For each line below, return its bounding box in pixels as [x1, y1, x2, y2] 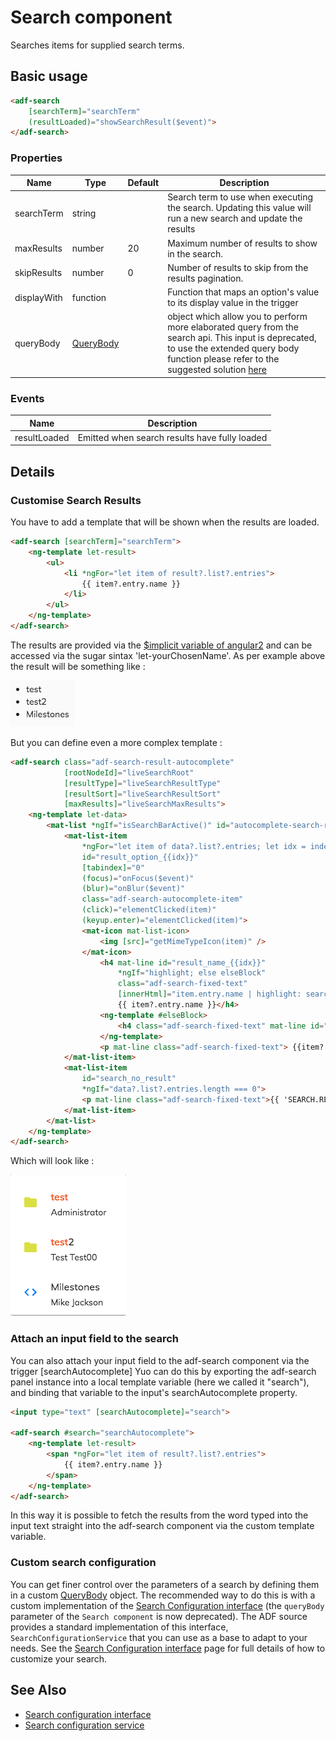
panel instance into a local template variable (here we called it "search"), [10, 1376, 310, 1388]
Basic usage [10, 68, 88, 85]
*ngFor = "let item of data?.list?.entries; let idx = [81, 841, 307, 851]
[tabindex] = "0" [81, 862, 145, 873]
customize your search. [10, 1652, 108, 1665]
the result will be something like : [10, 660, 146, 672]
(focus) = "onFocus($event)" [81, 873, 195, 883]
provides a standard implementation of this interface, [10, 1621, 229, 1633]
